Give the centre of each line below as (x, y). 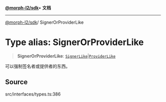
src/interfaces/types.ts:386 (33, 94)
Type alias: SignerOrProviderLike (75, 42)
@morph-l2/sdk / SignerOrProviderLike (44, 22)
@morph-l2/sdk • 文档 (28, 8)
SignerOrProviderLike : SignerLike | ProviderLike (66, 56)
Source (17, 82)
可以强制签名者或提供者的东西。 (38, 66)
